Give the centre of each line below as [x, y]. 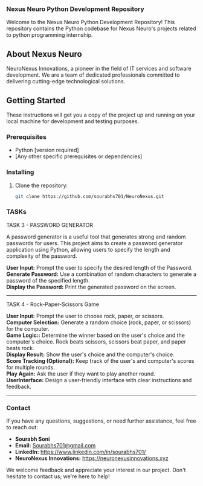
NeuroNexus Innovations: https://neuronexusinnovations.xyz [92, 458]
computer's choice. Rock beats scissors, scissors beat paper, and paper [96, 341]
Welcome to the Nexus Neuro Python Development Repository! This [91, 22]
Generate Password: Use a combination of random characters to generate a [101, 274]
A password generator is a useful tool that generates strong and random [96, 237]
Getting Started [36, 101]
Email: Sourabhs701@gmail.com [55, 445]
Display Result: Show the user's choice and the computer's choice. [90, 354]
